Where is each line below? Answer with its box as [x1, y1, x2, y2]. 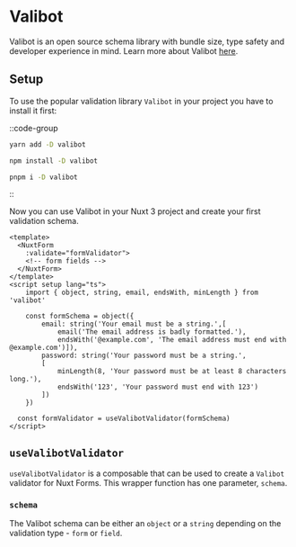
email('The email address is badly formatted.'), [57, 327, 247, 336]
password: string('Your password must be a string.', [41, 351, 247, 361]
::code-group [9, 122, 58, 133]
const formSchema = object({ [25, 312, 135, 321]
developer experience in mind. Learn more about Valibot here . [9, 45, 239, 56]
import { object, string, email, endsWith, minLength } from [25, 288, 258, 298]
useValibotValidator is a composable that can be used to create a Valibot [9, 468, 285, 479]
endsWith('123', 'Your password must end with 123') [57, 382, 258, 392]
